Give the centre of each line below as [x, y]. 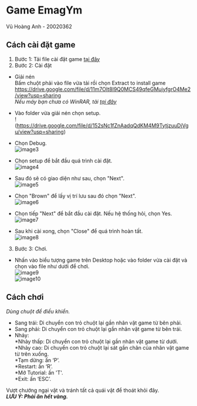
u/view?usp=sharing [39, 131]
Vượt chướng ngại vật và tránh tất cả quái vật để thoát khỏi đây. [83, 390]
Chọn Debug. [30, 143]
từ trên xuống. [32, 354]
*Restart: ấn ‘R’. [33, 366]
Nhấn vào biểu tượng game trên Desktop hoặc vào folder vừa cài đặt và [101, 260]
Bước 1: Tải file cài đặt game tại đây [57, 59]
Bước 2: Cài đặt [33, 65]
